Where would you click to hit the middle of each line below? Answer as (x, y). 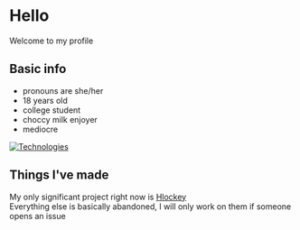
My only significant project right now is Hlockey (98, 197)
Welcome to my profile (52, 41)
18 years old (45, 100)
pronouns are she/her (63, 90)
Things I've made (59, 175)
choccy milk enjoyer (60, 119)
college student (52, 110)
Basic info (38, 69)
